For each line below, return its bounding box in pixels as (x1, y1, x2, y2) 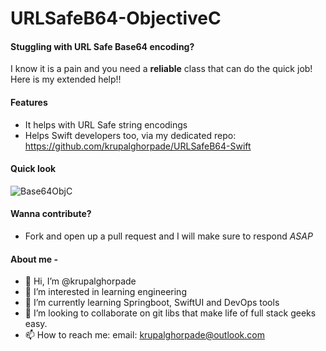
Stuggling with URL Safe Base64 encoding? (10, 40, 195, 52)
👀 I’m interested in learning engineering (24, 286, 187, 298)
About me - (10, 253, 59, 265)
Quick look (10, 163, 57, 175)
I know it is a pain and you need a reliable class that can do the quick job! (10, 63, 313, 75)
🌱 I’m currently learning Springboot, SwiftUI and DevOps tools (24, 297, 280, 309)
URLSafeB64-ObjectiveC (10, 7, 222, 30)
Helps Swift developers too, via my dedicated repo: (24, 129, 237, 141)
